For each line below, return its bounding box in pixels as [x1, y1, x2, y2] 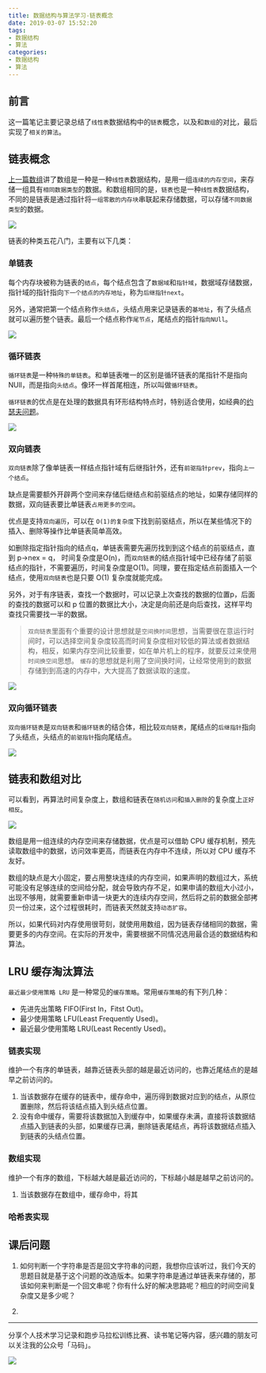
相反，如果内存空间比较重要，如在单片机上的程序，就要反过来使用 [41, 646, 257, 656]
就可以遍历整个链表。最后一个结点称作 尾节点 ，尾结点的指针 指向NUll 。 [8, 314, 233, 323]
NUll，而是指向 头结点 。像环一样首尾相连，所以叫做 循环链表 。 [8, 379, 203, 389]
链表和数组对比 [8, 772, 82, 785]
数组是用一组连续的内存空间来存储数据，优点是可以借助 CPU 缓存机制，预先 [8, 837, 256, 846]
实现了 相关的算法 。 [8, 127, 66, 136]
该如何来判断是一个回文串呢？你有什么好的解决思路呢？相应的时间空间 [19, 1280, 249, 1290]
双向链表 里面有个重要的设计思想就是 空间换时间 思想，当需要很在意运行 [27, 627, 248, 636]
